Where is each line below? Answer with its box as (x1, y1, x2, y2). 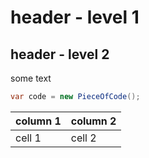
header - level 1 (10, 6, 140, 29)
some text (10, 72, 52, 84)
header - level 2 (10, 46, 110, 63)
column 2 (70, 114, 117, 128)
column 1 (15, 114, 62, 128)
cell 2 (70, 131, 97, 145)
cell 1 (15, 131, 42, 145)
